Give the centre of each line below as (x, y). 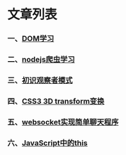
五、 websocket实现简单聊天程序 (63, 122)
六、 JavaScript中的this (47, 143)
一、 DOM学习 (31, 38)
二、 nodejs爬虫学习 (41, 60)
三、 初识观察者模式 (40, 80)
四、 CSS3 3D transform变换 (56, 101)
